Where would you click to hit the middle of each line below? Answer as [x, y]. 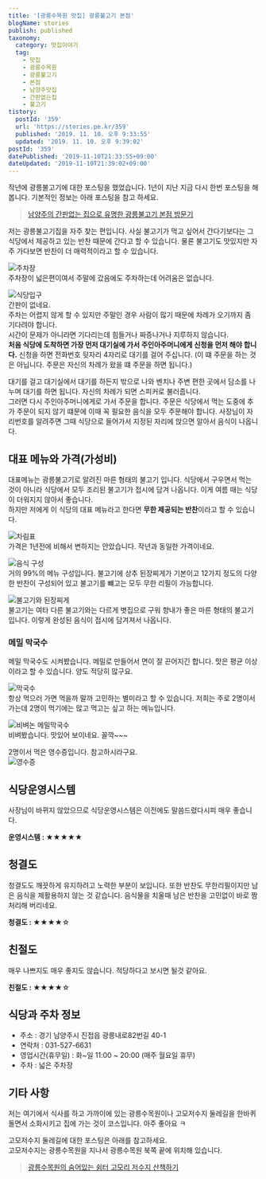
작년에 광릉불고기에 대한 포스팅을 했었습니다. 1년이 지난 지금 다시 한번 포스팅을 [129, 187]
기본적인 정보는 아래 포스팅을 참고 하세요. [95, 198]
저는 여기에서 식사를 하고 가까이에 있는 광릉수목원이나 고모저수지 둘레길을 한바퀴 [132, 1114]
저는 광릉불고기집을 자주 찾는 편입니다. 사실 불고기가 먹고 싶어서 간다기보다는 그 [131, 231]
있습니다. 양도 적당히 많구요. [90, 672]
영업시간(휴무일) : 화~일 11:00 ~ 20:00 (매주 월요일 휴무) [108, 1056]
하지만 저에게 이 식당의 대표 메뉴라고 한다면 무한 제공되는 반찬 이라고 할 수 [121, 509]
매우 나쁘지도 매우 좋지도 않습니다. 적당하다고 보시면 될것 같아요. [108, 970]
